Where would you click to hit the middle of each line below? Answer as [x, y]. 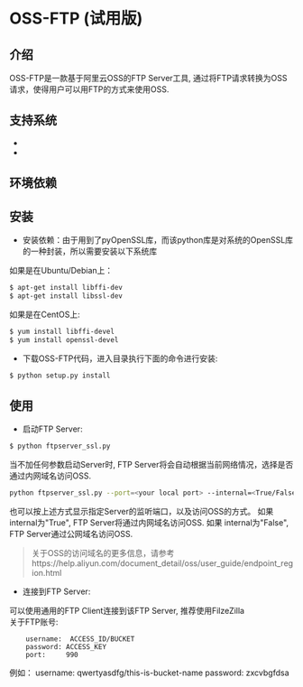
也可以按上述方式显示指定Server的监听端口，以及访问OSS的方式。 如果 [142, 511]
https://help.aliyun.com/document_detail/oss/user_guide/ [138, 563]
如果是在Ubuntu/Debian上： [61, 271]
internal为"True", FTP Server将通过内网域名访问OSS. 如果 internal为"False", [149, 522]
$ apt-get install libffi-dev [66, 288]
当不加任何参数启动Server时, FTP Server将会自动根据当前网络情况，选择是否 [151, 465]
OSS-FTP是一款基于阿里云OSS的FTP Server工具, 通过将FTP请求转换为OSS [148, 78]
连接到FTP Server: [56, 591]
